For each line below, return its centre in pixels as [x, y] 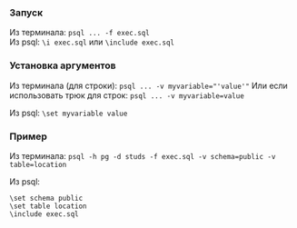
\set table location [49, 206]
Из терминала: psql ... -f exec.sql [79, 33]
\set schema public [46, 198]
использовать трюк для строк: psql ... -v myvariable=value [127, 95]
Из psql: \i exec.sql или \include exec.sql [92, 42]
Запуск [26, 13]
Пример [29, 136]
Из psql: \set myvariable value [69, 113]
